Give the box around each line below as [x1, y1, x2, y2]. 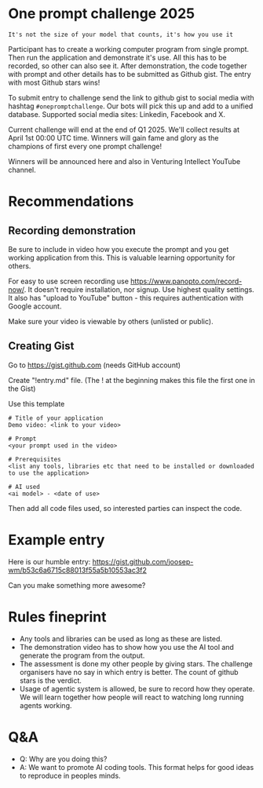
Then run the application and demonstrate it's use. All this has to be [8, 53, 227, 62]
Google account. [8, 301, 62, 311]
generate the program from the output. [19, 651, 145, 660]
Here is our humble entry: [8, 556, 91, 566]
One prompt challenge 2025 [8, 5, 195, 23]
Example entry [8, 531, 105, 549]
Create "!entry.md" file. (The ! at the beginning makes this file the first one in [8, 375, 255, 385]
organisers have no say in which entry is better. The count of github [19, 667, 239, 677]
